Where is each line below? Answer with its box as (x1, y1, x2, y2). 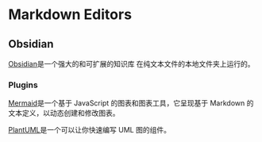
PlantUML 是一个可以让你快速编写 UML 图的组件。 (8, 125, 171, 135)
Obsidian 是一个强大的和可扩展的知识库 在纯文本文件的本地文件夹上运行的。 (8, 59, 256, 68)
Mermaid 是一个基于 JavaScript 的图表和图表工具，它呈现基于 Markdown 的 (8, 98, 254, 108)
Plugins (8, 79, 38, 90)
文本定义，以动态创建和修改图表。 (8, 109, 120, 118)
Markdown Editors (8, 6, 133, 24)
